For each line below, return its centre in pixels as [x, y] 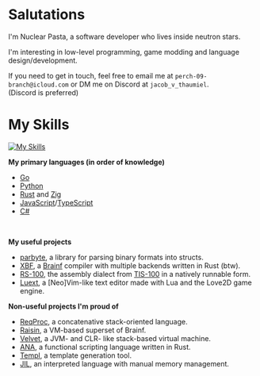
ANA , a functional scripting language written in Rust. [105, 347]
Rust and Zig [40, 194]
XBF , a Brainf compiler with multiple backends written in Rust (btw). [130, 265]
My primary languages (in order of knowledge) [86, 162]
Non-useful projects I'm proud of [63, 306]
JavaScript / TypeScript [56, 202]
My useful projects [40, 242]
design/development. [43, 60]
